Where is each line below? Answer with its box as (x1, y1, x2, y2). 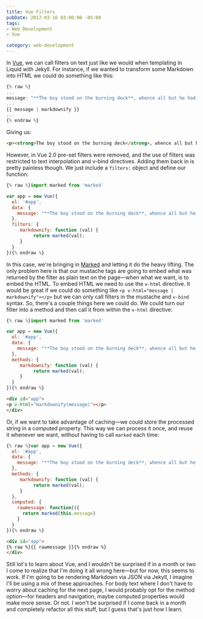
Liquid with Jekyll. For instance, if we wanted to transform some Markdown (6, 66, 193, 73)
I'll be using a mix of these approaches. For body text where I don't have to (6, 580, 193, 587)
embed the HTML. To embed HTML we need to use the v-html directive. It (6, 280, 190, 287)
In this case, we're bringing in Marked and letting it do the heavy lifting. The (6, 260, 195, 268)
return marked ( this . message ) (22, 510, 96, 516)
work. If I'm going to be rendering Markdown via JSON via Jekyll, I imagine (6, 573, 193, 581)
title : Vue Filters (6, 8, 56, 15)
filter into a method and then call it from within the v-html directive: (6, 306, 173, 313)
